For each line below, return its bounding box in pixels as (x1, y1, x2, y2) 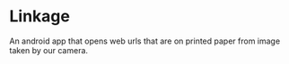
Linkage (9, 6, 70, 27)
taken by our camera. (9, 44, 88, 55)
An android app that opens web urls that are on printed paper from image (9, 36, 281, 46)
